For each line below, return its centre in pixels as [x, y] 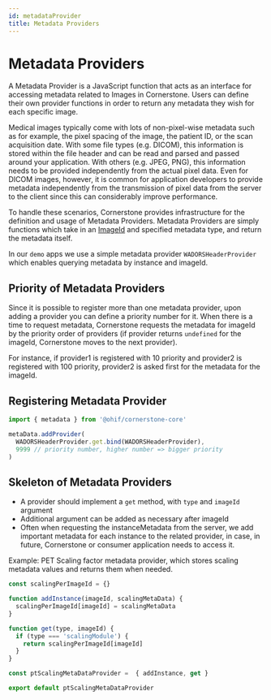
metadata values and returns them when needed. [90, 569]
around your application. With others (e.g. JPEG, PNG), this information [127, 162]
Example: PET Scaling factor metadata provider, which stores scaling [124, 560]
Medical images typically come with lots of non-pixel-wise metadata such [132, 127]
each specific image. [43, 112]
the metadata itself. [41, 238]
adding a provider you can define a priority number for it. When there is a [131, 317]
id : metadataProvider [45, 16]
